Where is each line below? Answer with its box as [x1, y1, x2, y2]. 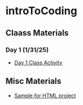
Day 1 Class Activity [14, 59, 63, 66]
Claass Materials [5, 28, 69, 38]
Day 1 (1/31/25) [5, 46, 49, 54]
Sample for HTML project [14, 92, 76, 99]
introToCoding [5, 4, 78, 18]
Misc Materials [5, 76, 62, 87]
